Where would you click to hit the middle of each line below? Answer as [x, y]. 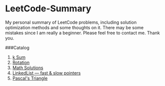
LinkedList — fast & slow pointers [46, 73]
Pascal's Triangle [30, 78]
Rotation [21, 62]
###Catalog [17, 47]
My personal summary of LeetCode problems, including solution [71, 22]
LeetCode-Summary [48, 9]
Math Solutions [28, 68]
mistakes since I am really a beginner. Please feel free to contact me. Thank [82, 33]
